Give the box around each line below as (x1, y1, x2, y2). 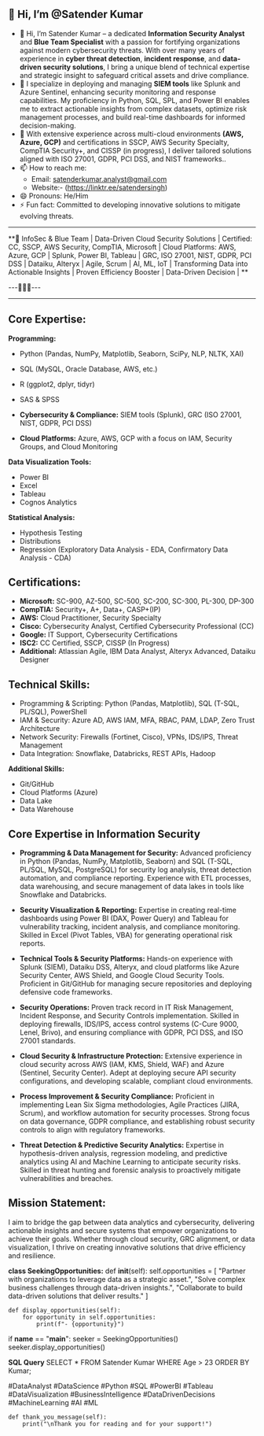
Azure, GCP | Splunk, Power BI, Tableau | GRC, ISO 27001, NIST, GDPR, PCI (8, 250, 252, 260)
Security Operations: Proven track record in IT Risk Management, (19, 1002, 234, 1012)
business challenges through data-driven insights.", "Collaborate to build (8, 1283, 244, 1292)
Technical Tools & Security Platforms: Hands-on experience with (19, 954, 233, 964)
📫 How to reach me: (19, 163, 87, 172)
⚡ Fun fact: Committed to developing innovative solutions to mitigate (19, 200, 241, 209)
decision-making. (19, 120, 76, 130)
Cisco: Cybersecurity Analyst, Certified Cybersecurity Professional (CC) (19, 622, 255, 631)
